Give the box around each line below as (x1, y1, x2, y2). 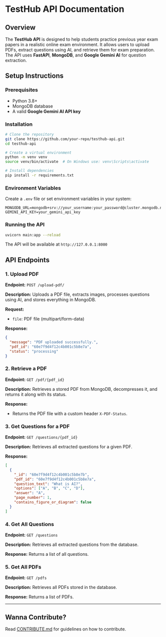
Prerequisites (5, 87, 38, 94)
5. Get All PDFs (5, 563, 41, 570)
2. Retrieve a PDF (5, 365, 47, 372)
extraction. (5, 57, 27, 63)
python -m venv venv (5, 155, 48, 159)
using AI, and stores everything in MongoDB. (5, 297, 96, 303)
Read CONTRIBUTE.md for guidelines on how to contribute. (5, 626, 126, 632)
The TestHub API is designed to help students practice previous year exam (5, 36, 158, 42)
